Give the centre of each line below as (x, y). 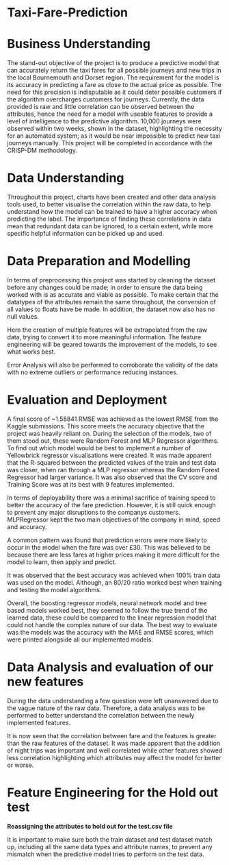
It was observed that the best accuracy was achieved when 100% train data (114, 575)
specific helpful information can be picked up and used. (85, 234)
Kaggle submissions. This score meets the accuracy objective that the (106, 426)
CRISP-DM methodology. (42, 150)
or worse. (21, 765)
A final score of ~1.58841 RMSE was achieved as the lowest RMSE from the (113, 419)
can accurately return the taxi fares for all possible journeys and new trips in (114, 71)
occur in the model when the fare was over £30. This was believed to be (109, 547)
